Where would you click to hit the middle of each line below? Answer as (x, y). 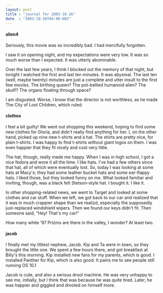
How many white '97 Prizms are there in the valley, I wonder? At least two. (80, 222)
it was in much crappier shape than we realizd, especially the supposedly (79, 203)
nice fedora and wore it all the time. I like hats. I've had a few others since (79, 162)
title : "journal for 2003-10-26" (41, 14)
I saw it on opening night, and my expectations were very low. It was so (77, 55)
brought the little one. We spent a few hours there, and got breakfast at (77, 250)
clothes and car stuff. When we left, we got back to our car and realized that (82, 197)
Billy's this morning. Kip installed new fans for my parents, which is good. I (80, 255)
